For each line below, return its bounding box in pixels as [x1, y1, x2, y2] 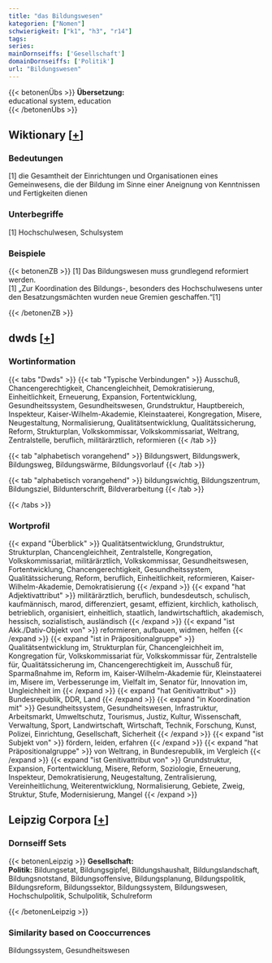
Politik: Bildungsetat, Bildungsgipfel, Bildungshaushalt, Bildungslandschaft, [8, 864, 260, 874]
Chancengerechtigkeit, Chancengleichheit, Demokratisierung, [8, 383, 215, 393]
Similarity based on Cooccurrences [8, 926, 151, 938]
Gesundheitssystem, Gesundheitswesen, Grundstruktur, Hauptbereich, [8, 400, 245, 410]
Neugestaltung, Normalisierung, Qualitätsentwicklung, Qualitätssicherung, [8, 417, 257, 428]
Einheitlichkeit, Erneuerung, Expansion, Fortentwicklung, [8, 392, 197, 402]
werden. [8, 275, 37, 285]
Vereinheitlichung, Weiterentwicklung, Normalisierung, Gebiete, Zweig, [8, 781, 245, 791]
